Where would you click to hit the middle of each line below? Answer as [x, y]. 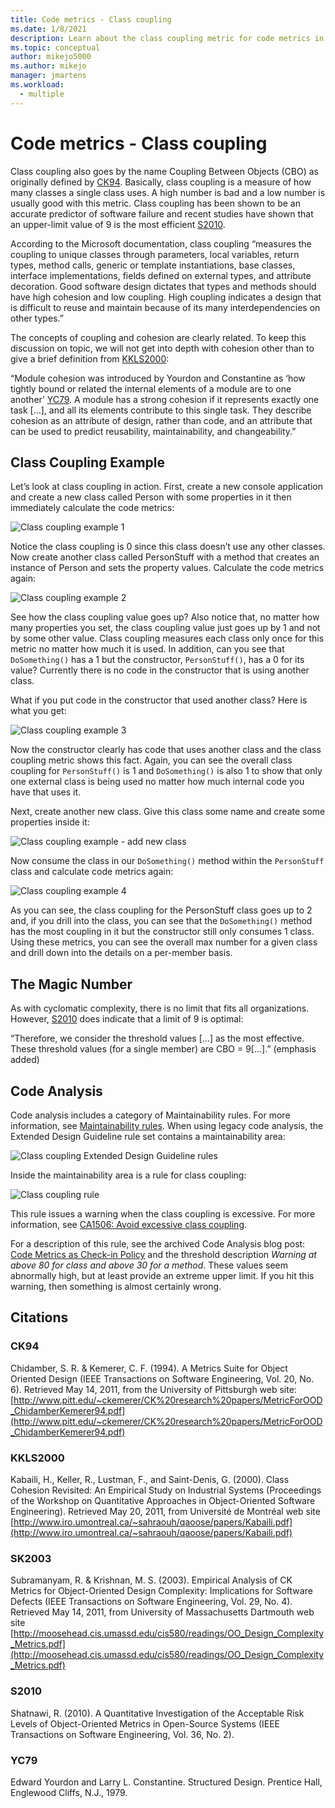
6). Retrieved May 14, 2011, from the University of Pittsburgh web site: [153, 1389]
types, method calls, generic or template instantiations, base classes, [153, 265]
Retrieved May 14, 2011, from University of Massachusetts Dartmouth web [162, 1612]
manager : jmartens [48, 76]
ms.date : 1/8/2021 [48, 29]
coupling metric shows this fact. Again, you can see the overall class [151, 760]
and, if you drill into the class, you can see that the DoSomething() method [161, 921]
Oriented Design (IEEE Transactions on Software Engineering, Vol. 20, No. [162, 1378]
